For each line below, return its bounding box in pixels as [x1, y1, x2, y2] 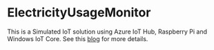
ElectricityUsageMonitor [7, 5, 151, 21]
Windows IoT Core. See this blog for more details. [7, 34, 148, 42]
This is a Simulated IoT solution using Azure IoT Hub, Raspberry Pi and [7, 27, 208, 36]
